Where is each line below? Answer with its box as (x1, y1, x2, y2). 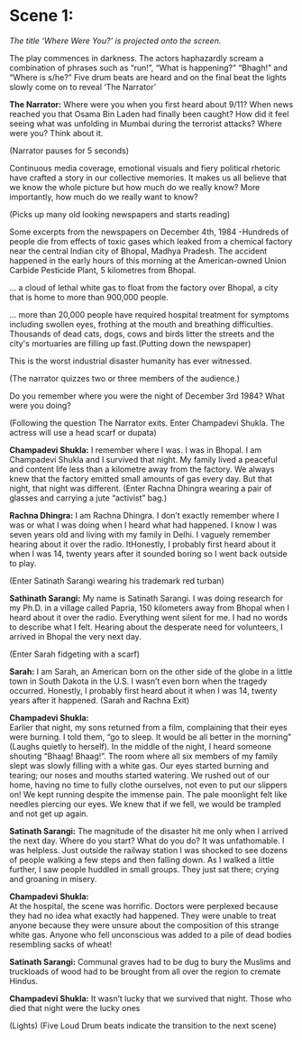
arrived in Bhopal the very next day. (9, 630, 142, 641)
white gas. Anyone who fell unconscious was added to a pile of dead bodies (9, 929, 292, 940)
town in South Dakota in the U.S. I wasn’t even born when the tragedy (9, 676, 268, 686)
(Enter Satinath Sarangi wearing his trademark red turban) (9, 575, 225, 586)
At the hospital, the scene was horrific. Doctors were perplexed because (9, 900, 279, 911)
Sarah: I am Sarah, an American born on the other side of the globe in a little (9, 666, 293, 676)
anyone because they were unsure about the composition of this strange (9, 919, 279, 930)
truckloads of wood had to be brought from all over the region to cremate (9, 966, 281, 977)
